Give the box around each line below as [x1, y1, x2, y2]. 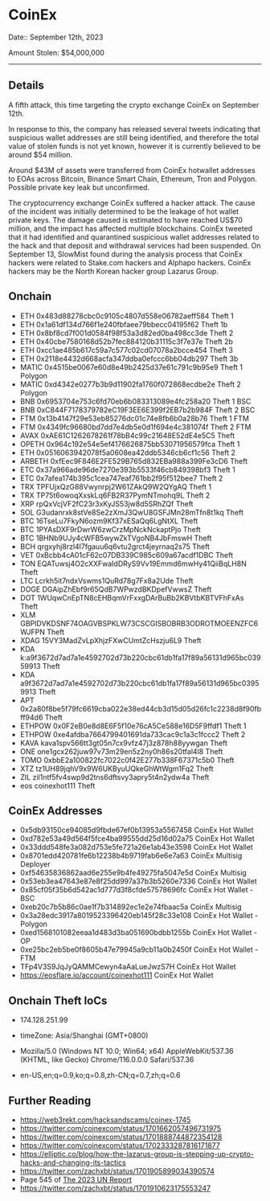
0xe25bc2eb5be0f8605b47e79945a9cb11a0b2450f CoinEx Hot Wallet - [19, 945, 259, 954]
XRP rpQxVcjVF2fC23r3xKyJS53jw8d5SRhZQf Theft [19, 498, 194, 508]
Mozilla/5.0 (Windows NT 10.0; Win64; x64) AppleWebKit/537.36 [19, 1047, 235, 1056]
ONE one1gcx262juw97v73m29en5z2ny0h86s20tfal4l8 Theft [19, 746, 223, 756]
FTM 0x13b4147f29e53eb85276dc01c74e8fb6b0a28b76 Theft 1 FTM [19, 413, 249, 423]
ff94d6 [19, 712, 43, 722]
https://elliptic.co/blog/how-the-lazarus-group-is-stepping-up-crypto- [19, 1150, 255, 1158]
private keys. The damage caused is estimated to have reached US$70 [8, 215, 243, 224]
